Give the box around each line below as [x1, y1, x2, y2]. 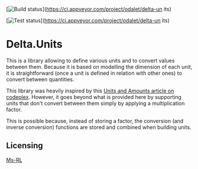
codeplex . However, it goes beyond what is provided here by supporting [6, 93, 182, 100]
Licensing [6, 141, 43, 151]
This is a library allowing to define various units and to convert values [6, 57, 175, 64]
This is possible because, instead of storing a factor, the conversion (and [6, 117, 184, 124]
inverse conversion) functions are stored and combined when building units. [6, 124, 192, 131]
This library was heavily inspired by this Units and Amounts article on [6, 87, 174, 94]
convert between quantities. [6, 75, 74, 82]
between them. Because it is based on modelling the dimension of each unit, [6, 63, 193, 70]
